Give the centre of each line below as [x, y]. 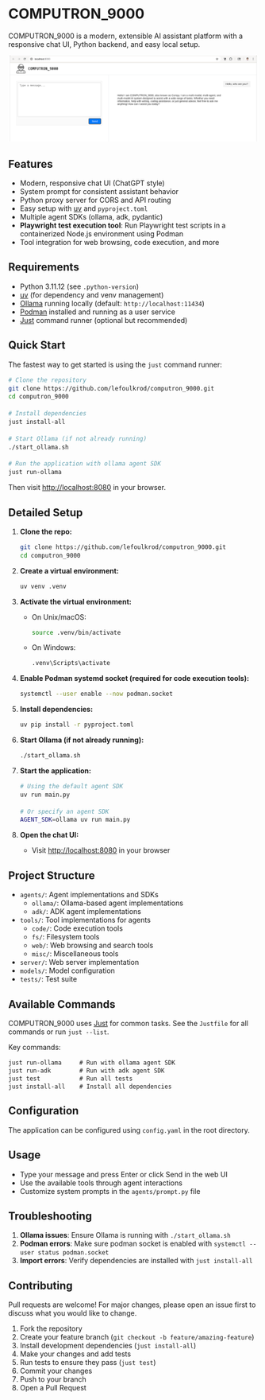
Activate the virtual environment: [76, 601]
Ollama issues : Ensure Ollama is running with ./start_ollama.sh [125, 1235]
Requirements [44, 267]
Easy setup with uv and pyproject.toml [84, 208]
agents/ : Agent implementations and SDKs [89, 895]
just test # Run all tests [71, 1079]
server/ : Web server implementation [79, 962]
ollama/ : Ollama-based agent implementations [108, 903]
